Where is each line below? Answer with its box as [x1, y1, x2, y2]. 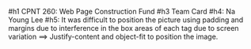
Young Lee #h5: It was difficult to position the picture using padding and [8, 15, 244, 24]
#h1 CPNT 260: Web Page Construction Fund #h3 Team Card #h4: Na [8, 7, 236, 16]
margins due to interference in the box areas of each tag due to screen [8, 24, 239, 32]
